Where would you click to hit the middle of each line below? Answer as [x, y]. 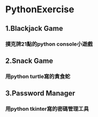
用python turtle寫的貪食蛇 [38, 76]
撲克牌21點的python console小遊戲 [49, 44]
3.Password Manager [40, 93]
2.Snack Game [29, 61]
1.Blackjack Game [34, 28]
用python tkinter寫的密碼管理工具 [47, 109]
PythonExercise [40, 9]
